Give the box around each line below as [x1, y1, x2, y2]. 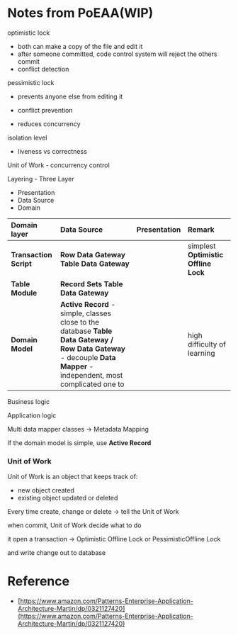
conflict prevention [17, 106, 73, 114]
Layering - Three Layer [7, 174, 74, 183]
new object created [17, 486, 74, 495]
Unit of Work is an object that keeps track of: [7, 473, 138, 481]
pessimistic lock [7, 78, 55, 86]
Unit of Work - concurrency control [7, 161, 110, 169]
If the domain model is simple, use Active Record [7, 438, 152, 447]
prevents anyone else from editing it [17, 92, 123, 101]
